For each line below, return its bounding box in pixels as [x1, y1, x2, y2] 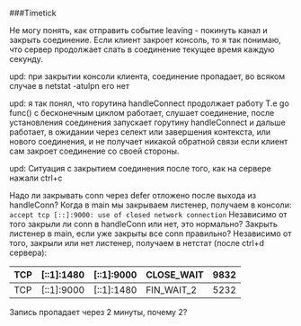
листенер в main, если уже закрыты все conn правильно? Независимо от [9, 228, 292, 239]
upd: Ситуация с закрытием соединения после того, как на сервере [9, 163, 271, 173]
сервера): [9, 247, 48, 258]
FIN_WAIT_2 [145, 284, 198, 295]
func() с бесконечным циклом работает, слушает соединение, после [9, 108, 275, 118]
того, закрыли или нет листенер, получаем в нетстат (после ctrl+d [9, 238, 265, 248]
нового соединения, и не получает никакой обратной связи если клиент [9, 137, 288, 146]
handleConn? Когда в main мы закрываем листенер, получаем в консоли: [9, 199, 292, 210]
